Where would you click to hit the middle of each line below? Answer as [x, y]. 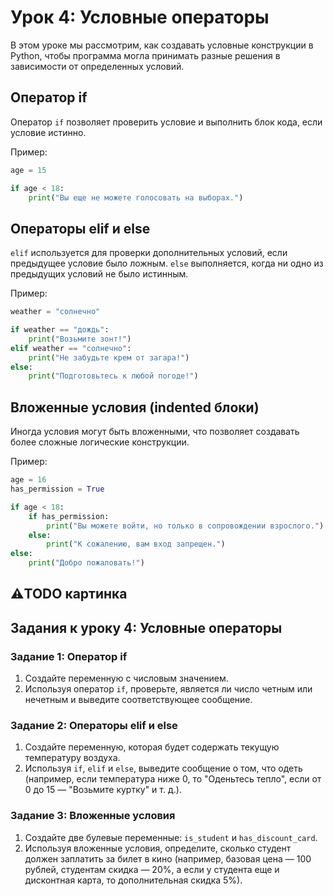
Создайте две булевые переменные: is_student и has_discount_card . [171, 837]
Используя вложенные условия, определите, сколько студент [158, 848]
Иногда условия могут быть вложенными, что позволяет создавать [155, 432]
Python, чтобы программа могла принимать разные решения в [145, 55]
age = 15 [28, 170]
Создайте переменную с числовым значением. [126, 678]
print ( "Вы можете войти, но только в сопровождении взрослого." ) [185, 526]
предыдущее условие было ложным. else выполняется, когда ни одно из [167, 263]
